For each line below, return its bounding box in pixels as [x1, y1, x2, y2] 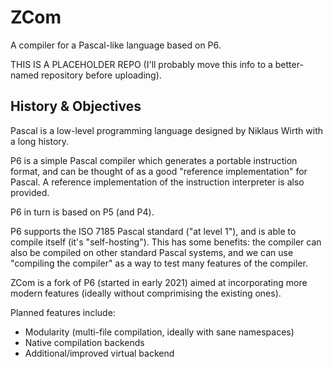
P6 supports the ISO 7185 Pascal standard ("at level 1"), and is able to [10, 225, 297, 237]
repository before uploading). [41, 69, 162, 81]
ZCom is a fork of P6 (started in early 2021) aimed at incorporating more [10, 276, 308, 288]
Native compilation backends [24, 336, 145, 348]
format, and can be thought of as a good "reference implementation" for [10, 165, 308, 177]
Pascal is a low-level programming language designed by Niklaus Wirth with [10, 124, 324, 136]
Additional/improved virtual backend [24, 347, 175, 359]
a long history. [10, 135, 70, 147]
